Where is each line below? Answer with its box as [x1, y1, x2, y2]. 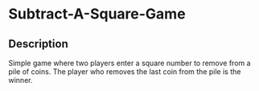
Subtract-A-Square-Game [8, 5, 187, 23]
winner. [8, 76, 33, 85]
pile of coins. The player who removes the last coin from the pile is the [8, 67, 241, 77]
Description [8, 37, 68, 51]
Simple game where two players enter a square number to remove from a [8, 58, 251, 68]
